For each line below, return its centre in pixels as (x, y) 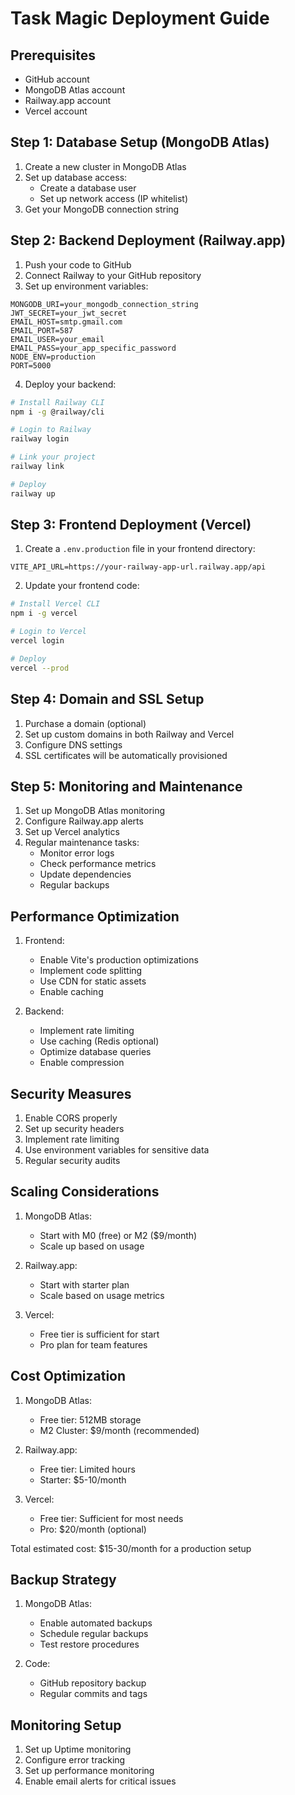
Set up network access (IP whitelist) (114, 198)
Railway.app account (68, 100)
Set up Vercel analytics (72, 832)
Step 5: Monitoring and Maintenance (126, 786)
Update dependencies (85, 874)
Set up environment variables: (86, 286)
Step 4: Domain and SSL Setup (107, 699)
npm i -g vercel (44, 613)
